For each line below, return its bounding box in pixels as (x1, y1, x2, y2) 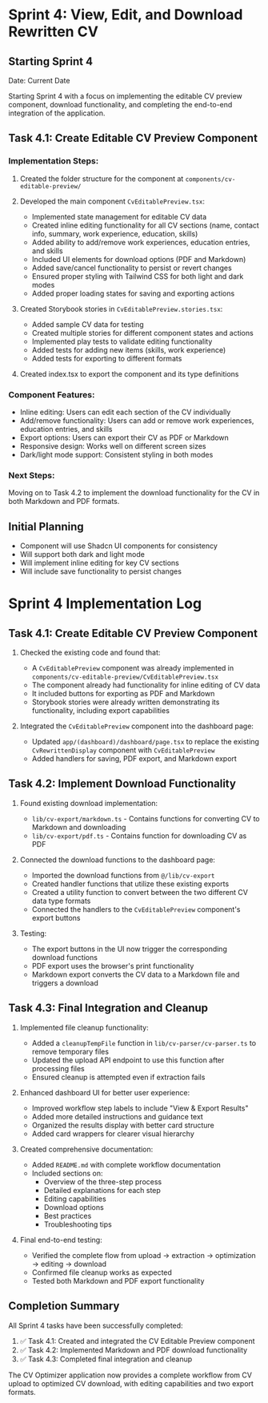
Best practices (43, 1211, 92, 1220)
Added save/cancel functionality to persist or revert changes (31, 263, 232, 272)
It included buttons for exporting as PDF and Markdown (31, 689, 215, 699)
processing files (31, 1063, 86, 1073)
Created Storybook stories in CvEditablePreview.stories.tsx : (19, 304, 223, 313)
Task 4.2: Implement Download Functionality (8, 777, 236, 791)
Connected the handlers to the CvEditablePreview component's (31, 904, 241, 914)
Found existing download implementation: (19, 798, 158, 808)
